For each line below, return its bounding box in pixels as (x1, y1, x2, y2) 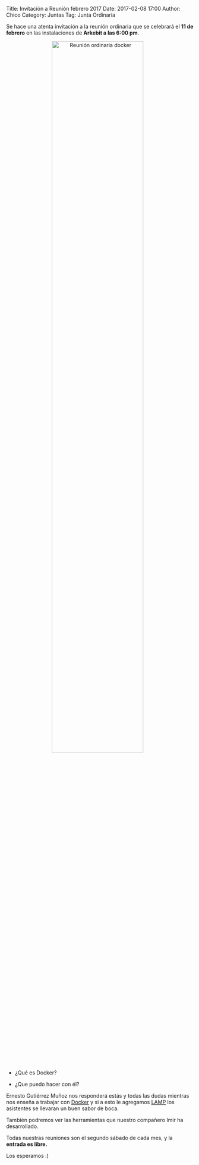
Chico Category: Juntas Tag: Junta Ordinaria (6, 11, 116, 18)
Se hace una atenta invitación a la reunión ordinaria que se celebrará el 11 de (6, 23, 194, 30)
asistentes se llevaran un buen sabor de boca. (6, 1105, 119, 1112)
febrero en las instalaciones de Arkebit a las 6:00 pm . (6, 29, 140, 36)
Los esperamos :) (6, 1152, 49, 1159)
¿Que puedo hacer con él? (14, 1081, 80, 1088)
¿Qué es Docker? (14, 1069, 57, 1076)
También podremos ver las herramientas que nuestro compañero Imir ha (6, 1117, 184, 1123)
